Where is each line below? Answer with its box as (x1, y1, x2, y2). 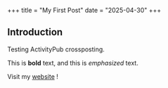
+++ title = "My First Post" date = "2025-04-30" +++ (7, 6, 162, 14)
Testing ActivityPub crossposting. (7, 45, 105, 54)
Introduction (7, 26, 63, 38)
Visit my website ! (7, 72, 58, 80)
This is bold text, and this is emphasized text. (7, 58, 138, 67)
